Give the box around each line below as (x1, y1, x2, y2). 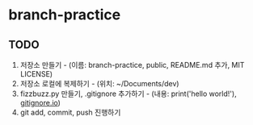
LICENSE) (19, 69, 53, 78)
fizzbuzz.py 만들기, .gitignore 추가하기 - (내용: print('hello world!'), (19, 89, 237, 98)
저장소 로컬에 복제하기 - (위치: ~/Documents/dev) (19, 79, 179, 88)
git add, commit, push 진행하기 (19, 107, 121, 117)
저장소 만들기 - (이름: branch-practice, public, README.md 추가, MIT (19, 60, 245, 69)
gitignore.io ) (19, 98, 61, 107)
